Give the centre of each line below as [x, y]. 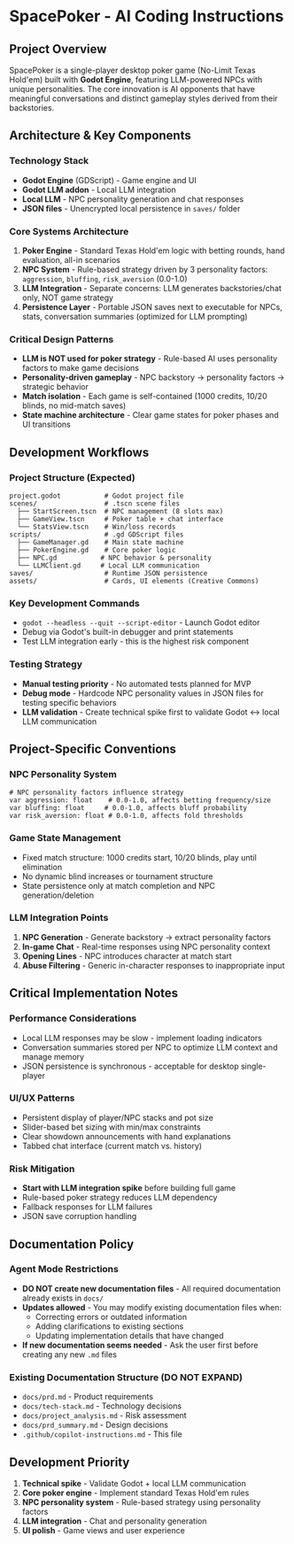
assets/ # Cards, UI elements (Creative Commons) [134, 581]
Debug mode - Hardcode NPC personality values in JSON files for [143, 693]
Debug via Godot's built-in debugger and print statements [128, 632]
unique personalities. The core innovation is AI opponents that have [132, 89]
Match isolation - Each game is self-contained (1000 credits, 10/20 [144, 397]
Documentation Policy [72, 1244]
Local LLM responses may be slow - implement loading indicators [142, 1038]
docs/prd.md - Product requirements [87, 1397]
